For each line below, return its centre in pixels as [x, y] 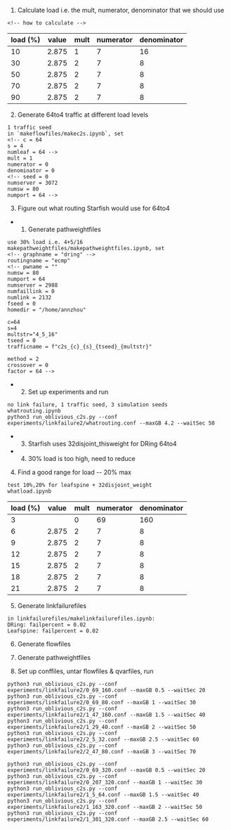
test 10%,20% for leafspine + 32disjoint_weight [80, 485]
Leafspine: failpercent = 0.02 [53, 631]
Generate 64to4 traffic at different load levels [83, 115]
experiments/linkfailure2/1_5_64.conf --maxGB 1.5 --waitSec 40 [103, 795]
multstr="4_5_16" [33, 335]
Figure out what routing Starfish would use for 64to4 [93, 208]
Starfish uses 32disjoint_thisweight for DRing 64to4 [102, 443]
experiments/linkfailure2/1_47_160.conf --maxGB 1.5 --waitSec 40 [106, 715]
